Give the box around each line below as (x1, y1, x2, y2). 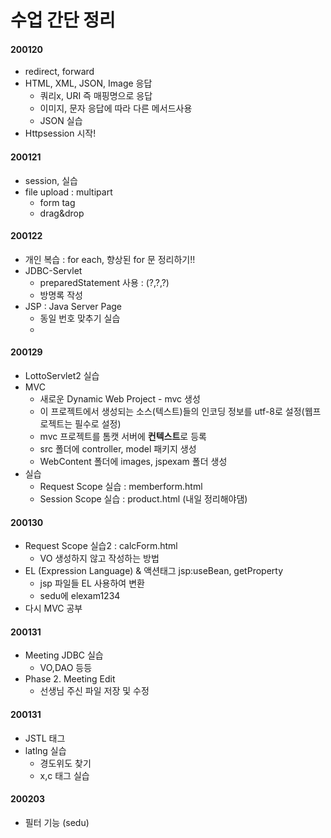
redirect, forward (24, 66, 95, 78)
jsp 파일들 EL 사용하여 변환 (39, 577, 145, 590)
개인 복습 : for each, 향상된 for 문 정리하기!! (24, 253, 196, 265)
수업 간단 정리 (10, 9, 116, 32)
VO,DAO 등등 (39, 662, 93, 674)
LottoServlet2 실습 (24, 370, 100, 381)
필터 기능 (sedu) (24, 816, 90, 828)
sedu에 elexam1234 (39, 590, 121, 602)
